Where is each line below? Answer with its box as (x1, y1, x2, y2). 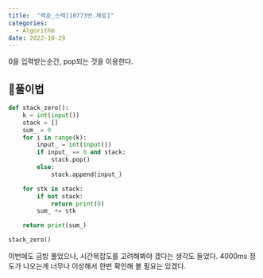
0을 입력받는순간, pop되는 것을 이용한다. (8, 57, 133, 66)
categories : (8, 19, 48, 27)
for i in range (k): (22, 133, 87, 142)
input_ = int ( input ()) (37, 141, 112, 149)
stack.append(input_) (50, 170, 123, 178)
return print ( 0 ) (50, 200, 105, 208)
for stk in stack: (22, 185, 83, 193)
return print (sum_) (22, 221, 87, 229)
